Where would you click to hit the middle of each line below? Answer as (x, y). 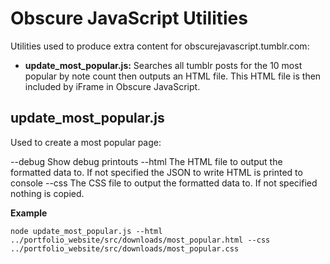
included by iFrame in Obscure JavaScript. (112, 86)
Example (29, 213)
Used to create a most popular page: (86, 142)
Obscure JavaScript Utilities (129, 18)
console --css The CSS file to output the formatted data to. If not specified (164, 183)
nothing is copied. (47, 193)
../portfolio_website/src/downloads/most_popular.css (125, 248)
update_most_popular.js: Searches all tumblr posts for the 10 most (163, 65)
